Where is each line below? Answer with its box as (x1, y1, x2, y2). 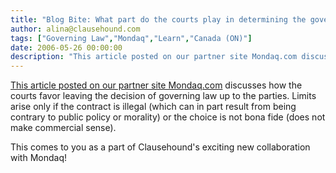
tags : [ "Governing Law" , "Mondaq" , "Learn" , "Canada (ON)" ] (10, 33, 253, 43)
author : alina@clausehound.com (10, 24, 141, 34)
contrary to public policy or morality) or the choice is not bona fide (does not (10, 111, 326, 123)
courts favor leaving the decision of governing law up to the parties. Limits (10, 90, 317, 102)
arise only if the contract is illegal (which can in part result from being (10, 101, 297, 113)
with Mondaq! (10, 152, 67, 164)
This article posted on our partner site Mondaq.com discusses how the (10, 79, 303, 91)
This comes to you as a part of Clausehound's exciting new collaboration (10, 141, 311, 153)
